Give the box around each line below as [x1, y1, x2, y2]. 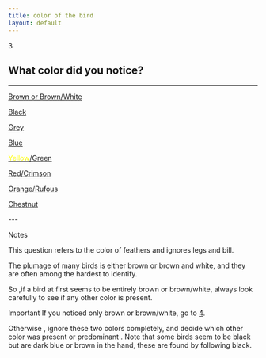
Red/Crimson [8, 169, 51, 178]
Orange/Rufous [8, 184, 59, 194]
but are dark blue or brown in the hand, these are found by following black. [8, 341, 252, 350]
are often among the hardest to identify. [8, 269, 138, 279]
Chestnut [8, 200, 38, 209]
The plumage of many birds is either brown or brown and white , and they [8, 261, 246, 270]
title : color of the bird [8, 11, 93, 20]
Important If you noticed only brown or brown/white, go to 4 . [8, 308, 206, 318]
